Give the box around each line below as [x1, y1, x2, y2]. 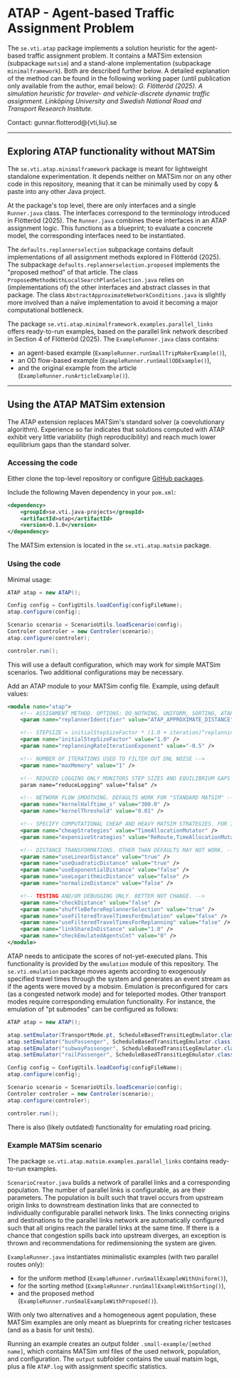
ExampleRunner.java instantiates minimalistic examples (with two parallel [7, 1253, 219, 1261]
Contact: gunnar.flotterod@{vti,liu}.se [7, 118, 117, 126]
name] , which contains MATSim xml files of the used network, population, [7, 1347, 221, 1355]
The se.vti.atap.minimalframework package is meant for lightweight [7, 164, 208, 173]
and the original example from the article [17, 364, 137, 372]
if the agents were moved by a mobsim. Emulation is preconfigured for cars [7, 982, 228, 990]
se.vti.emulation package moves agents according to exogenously [7, 967, 206, 975]
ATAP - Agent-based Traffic [7, 5, 175, 21]
